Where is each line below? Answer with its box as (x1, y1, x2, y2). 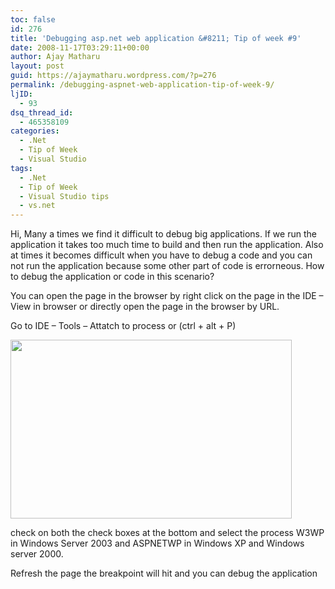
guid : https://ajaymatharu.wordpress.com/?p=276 (10, 71, 217, 81)
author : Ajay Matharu (10, 52, 101, 62)
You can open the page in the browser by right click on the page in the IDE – (10, 290, 324, 302)
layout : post (10, 61, 65, 71)
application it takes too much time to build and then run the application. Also (10, 239, 324, 251)
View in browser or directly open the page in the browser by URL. (10, 301, 280, 313)
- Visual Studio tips (19, 191, 110, 201)
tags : (10, 163, 33, 173)
